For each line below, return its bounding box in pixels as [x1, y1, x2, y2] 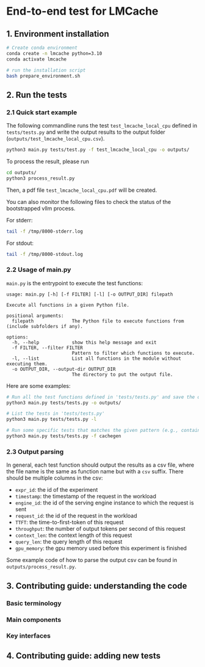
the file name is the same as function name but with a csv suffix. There [6, 468, 184, 475]
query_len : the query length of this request [15, 538, 123, 545]
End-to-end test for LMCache [6, 4, 159, 18]
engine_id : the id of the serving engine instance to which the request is [15, 499, 194, 506]
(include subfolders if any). [6, 323, 84, 329]
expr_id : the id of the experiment [15, 486, 98, 494]
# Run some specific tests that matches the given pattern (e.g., [6, 428, 179, 434]
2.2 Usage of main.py [6, 266, 71, 274]
